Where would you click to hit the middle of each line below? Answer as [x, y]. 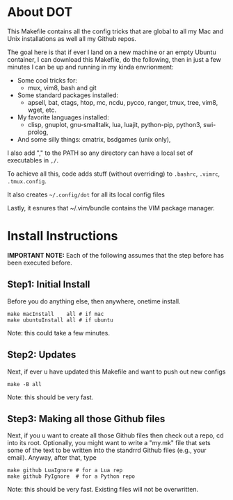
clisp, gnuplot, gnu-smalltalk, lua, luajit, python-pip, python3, [114, 124]
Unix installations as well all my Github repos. [72, 38]
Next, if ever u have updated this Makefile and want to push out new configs [116, 372]
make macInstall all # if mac [56, 314]
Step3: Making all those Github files [86, 418]
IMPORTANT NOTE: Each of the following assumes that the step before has [116, 255]
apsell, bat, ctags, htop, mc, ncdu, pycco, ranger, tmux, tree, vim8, [123, 102]
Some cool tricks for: [47, 80]
